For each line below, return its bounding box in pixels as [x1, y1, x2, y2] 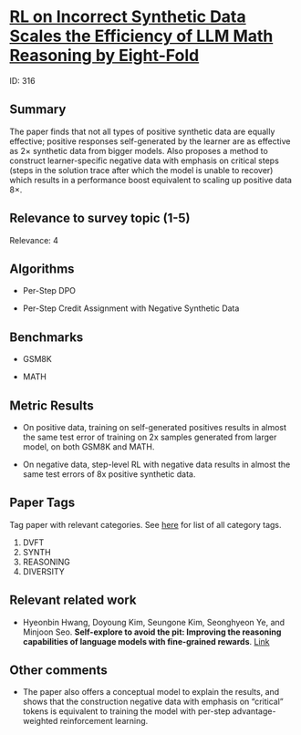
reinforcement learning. [59, 716, 149, 727]
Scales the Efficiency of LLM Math [9, 26, 274, 47]
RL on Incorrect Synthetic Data [9, 6, 246, 27]
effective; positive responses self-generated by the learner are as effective [9, 135, 291, 147]
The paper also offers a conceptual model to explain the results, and [22, 687, 280, 698]
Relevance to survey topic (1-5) [9, 211, 191, 226]
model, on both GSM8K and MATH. [22, 441, 155, 452]
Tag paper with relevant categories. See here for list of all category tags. [9, 519, 282, 530]
